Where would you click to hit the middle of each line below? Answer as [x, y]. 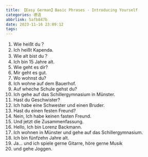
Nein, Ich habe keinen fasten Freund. [52, 116]
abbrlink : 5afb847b [27, 19]
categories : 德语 [24, 15]
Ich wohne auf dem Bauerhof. [45, 84]
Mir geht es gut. [30, 73]
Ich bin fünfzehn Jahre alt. [41, 138]
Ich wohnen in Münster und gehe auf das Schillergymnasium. [78, 132]
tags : [12, 29]
